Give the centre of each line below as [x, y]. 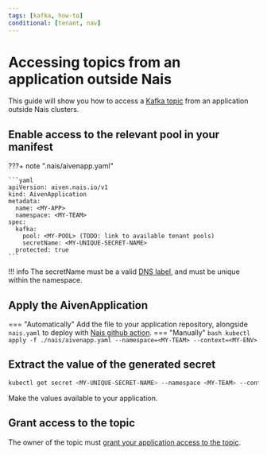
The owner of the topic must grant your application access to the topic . [124, 442]
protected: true [42, 250]
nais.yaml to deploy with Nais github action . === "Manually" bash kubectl [129, 333]
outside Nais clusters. [44, 110]
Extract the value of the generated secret [112, 365]
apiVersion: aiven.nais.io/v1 [58, 187]
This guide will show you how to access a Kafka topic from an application [128, 101]
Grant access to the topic [72, 423]
